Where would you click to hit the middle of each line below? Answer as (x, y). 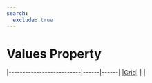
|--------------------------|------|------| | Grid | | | (76, 73)
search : (18, 13)
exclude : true (33, 20)
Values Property (54, 54)
